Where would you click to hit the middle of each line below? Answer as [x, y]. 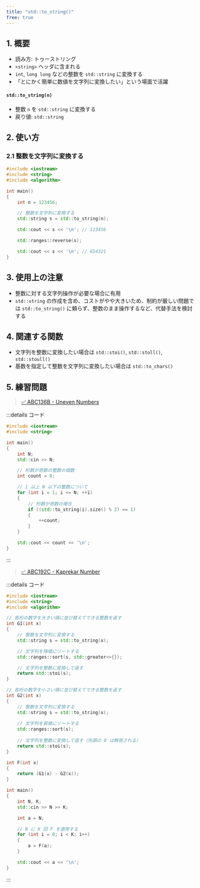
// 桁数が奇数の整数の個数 [46, 471]
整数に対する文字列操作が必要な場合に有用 [68, 293]
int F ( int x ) [23, 762]
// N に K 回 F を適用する [48, 829]
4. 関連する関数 [35, 337]
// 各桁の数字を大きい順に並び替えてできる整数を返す [64, 618]
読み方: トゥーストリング [45, 59]
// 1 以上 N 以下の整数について [53, 487]
